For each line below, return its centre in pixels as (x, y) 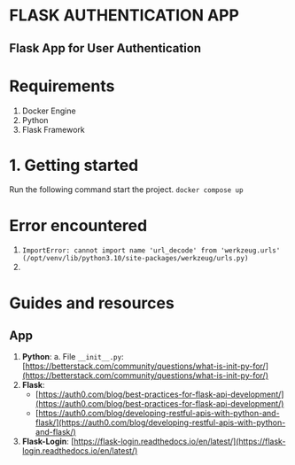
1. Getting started (74, 165)
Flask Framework (54, 129)
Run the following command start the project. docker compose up (126, 190)
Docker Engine (49, 111)
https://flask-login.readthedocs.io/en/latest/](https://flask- (180, 442)
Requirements (62, 86)
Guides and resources (92, 303)
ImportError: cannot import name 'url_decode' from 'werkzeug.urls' (151, 251)
